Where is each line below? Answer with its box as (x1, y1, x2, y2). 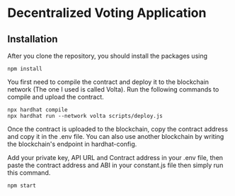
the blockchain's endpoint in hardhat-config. (7, 140, 137, 148)
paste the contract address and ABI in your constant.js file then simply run (7, 161, 224, 169)
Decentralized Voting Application (7, 5, 207, 21)
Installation (7, 33, 58, 45)
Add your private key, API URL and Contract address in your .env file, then (7, 154, 224, 161)
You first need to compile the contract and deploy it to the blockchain (7, 78, 210, 86)
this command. (7, 169, 51, 177)
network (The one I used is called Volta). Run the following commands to (7, 85, 219, 93)
